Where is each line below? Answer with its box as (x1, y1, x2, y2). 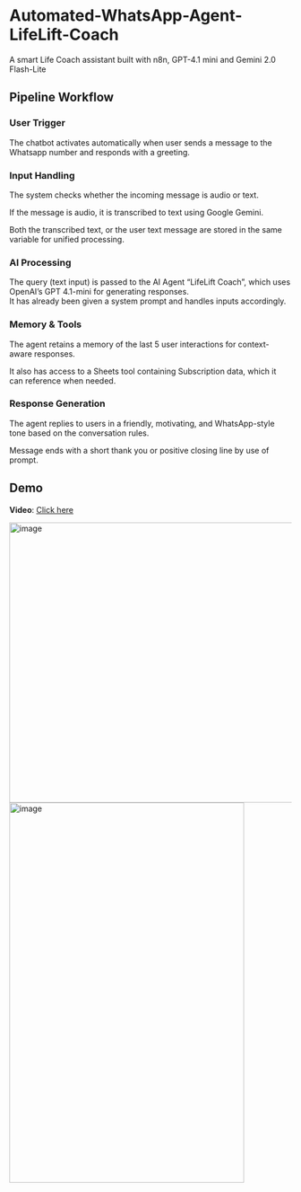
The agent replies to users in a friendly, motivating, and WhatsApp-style (9, 418, 275, 428)
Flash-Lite (9, 64, 47, 75)
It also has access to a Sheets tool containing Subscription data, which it (9, 366, 277, 376)
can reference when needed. (9, 375, 116, 386)
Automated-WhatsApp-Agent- (9, 5, 243, 26)
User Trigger (9, 117, 65, 129)
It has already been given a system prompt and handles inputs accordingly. (9, 296, 287, 306)
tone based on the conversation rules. (9, 428, 150, 438)
